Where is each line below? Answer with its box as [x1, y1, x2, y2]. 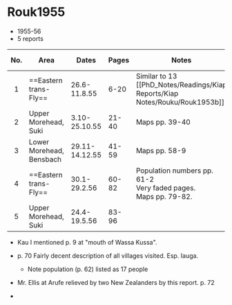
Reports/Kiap [135, 88, 179, 98]
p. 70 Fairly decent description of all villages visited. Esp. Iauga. [17, 251, 199, 260]
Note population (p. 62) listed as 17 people [27, 265, 148, 273]
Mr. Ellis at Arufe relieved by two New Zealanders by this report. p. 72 [17, 278, 215, 286]
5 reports [17, 34, 43, 42]
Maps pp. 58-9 [135, 146, 186, 155]
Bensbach [28, 154, 62, 164]
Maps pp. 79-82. [135, 191, 193, 201]
